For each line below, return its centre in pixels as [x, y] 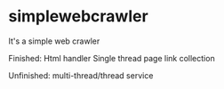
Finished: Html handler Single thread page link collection [112, 58]
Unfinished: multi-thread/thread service [81, 75]
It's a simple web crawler [54, 41]
